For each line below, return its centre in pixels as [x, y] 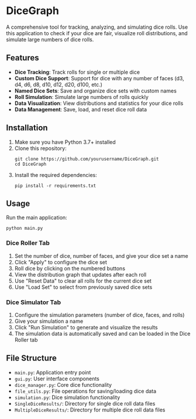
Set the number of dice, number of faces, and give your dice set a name [101, 256]
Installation [27, 128]
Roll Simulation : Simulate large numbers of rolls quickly [82, 97]
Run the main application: [37, 217]
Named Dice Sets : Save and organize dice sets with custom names [95, 91]
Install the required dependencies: [56, 175]
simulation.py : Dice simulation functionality [67, 397]
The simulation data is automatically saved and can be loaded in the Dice [102, 333]
